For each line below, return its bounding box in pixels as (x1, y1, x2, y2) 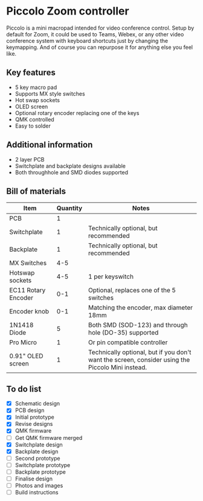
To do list (6, 384, 42, 394)
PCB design (14, 407, 45, 414)
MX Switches (9, 259, 47, 267)
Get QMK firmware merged (14, 434, 83, 441)
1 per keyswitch (88, 272, 134, 281)
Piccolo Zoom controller (6, 4, 129, 18)
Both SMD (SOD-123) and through (88, 321, 188, 329)
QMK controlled (14, 116, 54, 123)
